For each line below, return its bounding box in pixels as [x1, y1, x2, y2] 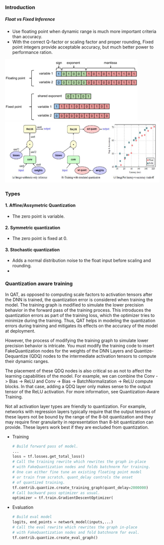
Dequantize [5, 353, 28, 359]
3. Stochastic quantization [5, 247, 60, 253]
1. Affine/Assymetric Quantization [5, 203, 76, 208]
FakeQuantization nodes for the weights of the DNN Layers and [5, 348, 133, 354]
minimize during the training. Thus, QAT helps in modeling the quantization [5, 317, 156, 323]
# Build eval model [12, 515, 52, 519]
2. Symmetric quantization [5, 225, 60, 231]
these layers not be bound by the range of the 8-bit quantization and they [5, 414, 153, 419]
